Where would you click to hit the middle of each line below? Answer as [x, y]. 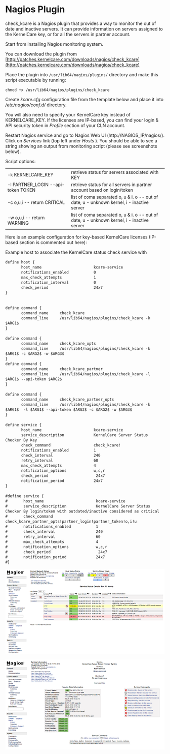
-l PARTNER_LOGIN [28, 185]
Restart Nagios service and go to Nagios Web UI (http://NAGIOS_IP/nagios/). [85, 135]
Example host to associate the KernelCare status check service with [76, 252]
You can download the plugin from [41, 54]
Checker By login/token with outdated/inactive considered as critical [82, 511]
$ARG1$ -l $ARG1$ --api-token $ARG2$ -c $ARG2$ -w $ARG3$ [69, 410]
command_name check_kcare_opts [58, 343]
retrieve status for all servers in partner [112, 185]
